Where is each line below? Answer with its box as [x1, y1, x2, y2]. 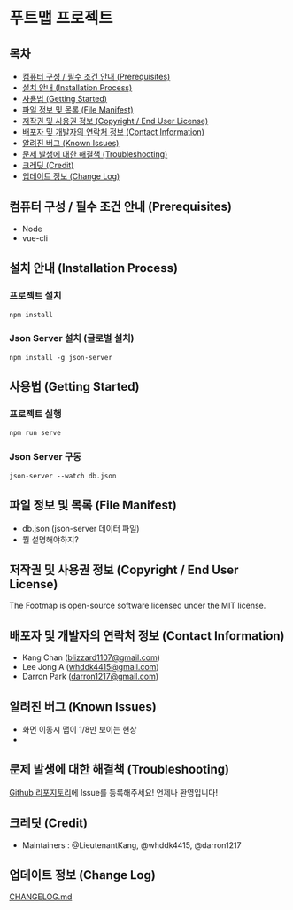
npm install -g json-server [9, 353, 113, 362]
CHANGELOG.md [9, 891, 73, 902]
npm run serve [9, 429, 62, 438]
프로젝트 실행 [9, 408, 62, 421]
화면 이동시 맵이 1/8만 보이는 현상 [21, 724, 137, 735]
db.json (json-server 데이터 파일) [21, 523, 140, 533]
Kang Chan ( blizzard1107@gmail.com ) [21, 652, 161, 663]
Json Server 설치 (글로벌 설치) [9, 332, 135, 345]
